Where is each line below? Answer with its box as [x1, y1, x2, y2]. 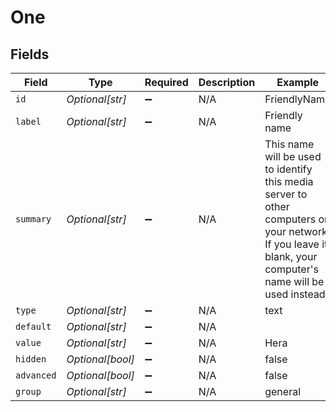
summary [15, 214, 52, 225]
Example [276, 76, 320, 89]
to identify [264, 162, 313, 176]
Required [144, 76, 189, 89]
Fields [10, 46, 50, 63]
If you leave [264, 237, 320, 251]
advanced [15, 370, 57, 381]
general [264, 385, 302, 398]
